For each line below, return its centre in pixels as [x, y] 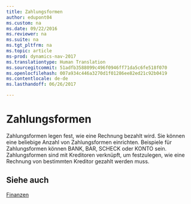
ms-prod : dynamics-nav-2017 [41, 56]
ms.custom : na [24, 23]
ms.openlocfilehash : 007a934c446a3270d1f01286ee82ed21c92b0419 [87, 73]
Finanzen [18, 194]
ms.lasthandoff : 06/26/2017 [41, 85]
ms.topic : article [29, 51]
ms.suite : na [22, 40]
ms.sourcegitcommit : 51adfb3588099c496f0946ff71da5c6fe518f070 [87, 67]
